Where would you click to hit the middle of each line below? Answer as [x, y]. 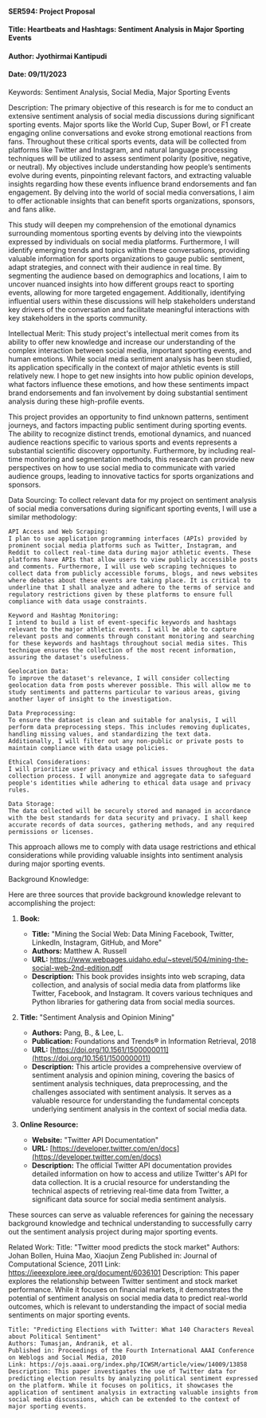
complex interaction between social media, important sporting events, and [130, 350]
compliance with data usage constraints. [78, 601]
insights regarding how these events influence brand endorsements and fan [133, 184]
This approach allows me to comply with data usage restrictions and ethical [132, 847]
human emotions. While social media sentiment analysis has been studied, [130, 358]
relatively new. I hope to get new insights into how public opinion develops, [131, 376]
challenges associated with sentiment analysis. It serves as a [132, 1092]
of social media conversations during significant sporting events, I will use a [133, 508]
